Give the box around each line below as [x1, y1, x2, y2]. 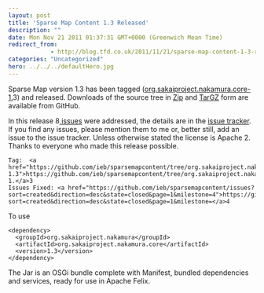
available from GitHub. [8, 101, 81, 110]
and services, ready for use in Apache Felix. [8, 276, 151, 285]
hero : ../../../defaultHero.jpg [8, 63, 114, 71]
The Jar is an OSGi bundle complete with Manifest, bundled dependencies [8, 268, 249, 277]
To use [8, 211, 31, 221]
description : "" [8, 26, 61, 34]
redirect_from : [8, 41, 58, 49]
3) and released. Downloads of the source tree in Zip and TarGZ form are [13, 92, 249, 102]
